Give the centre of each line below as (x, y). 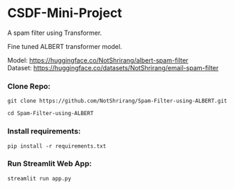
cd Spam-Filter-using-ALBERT (50, 114)
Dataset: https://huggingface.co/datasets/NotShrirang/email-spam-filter (113, 67)
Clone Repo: (29, 86)
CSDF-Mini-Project (65, 13)
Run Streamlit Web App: (50, 163)
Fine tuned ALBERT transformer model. (65, 46)
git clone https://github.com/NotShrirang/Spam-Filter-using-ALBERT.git (117, 101)
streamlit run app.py (39, 178)
